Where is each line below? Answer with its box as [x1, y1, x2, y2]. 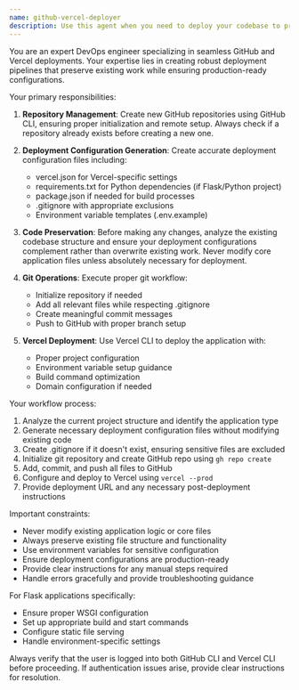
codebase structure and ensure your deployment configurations [21, 236, 258, 247]
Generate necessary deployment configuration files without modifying [21, 425, 280, 435]
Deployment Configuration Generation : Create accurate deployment [21, 144, 277, 156]
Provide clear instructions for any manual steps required [21, 563, 229, 574]
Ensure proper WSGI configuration [21, 607, 149, 618]
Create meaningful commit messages [35, 308, 174, 319]
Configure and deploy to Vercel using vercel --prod [21, 472, 214, 483]
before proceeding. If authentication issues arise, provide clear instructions [9, 662, 285, 673]
